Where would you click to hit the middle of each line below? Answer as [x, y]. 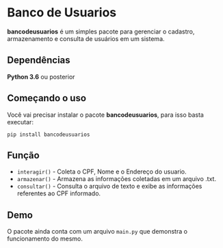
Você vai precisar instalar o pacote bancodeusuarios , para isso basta [105, 115]
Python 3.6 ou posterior [41, 77]
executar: [21, 122]
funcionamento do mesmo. [45, 239]
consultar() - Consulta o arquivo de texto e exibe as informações [109, 187]
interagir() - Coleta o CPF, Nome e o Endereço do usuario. [102, 171]
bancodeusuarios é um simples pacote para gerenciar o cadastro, [101, 31]
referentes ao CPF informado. [59, 193]
